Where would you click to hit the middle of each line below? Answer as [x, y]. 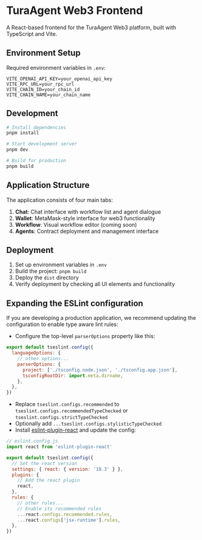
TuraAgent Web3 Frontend [75, 11]
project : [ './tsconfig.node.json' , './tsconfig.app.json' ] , [100, 370]
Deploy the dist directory [47, 278]
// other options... [43, 359]
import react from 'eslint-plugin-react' [59, 447]
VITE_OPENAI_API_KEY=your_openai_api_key [59, 79]
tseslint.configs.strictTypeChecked [61, 418]
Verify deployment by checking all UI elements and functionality [95, 284]
